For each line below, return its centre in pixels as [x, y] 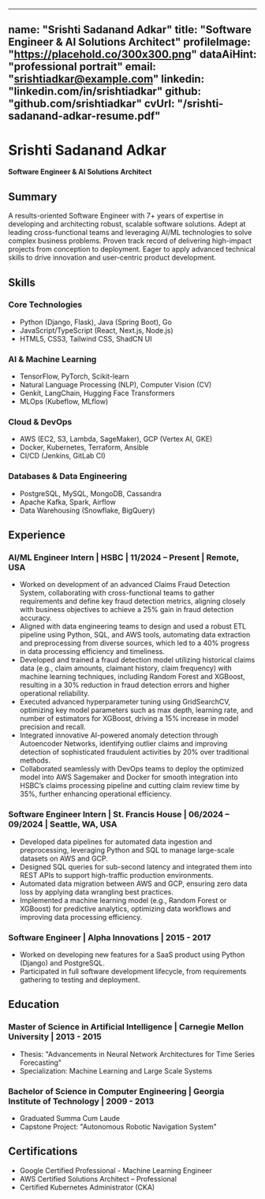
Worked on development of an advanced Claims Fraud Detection [125, 585]
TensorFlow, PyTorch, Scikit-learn [75, 376]
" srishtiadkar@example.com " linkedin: [106, 79]
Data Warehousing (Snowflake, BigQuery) [87, 510]
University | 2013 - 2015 [55, 1037]
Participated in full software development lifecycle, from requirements [133, 971]
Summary [33, 197]
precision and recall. [52, 727]
